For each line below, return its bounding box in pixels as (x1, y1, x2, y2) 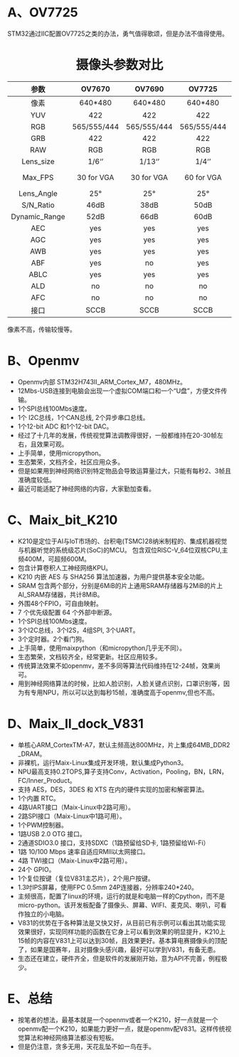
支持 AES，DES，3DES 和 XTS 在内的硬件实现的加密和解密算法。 (17, 785, 208, 794)
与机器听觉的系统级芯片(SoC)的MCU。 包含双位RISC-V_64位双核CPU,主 (17, 545, 228, 554)
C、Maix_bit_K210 (7, 512, 118, 528)
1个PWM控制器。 (17, 821, 68, 829)
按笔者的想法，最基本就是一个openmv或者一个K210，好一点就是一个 (17, 1015, 218, 1024)
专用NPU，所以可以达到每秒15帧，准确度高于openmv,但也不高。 (30, 688, 219, 696)
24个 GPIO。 (17, 865, 55, 873)
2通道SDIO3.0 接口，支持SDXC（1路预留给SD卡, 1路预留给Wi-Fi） (17, 838, 210, 847)
